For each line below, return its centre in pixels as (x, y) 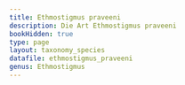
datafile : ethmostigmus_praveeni (71, 58)
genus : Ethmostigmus (48, 67)
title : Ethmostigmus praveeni (65, 17)
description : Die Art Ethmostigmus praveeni (93, 26)
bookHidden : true (41, 34)
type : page (29, 42)
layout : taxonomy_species (57, 50)
